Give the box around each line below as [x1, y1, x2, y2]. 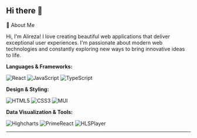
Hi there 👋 [6, 6, 43, 16]
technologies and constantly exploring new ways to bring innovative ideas [6, 45, 185, 52]
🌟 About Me [6, 21, 35, 28]
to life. [6, 51, 22, 59]
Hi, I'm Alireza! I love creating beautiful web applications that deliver [6, 33, 170, 40]
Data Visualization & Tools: [6, 108, 73, 115]
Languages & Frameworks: [6, 63, 73, 70]
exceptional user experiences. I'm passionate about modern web [6, 39, 163, 46]
